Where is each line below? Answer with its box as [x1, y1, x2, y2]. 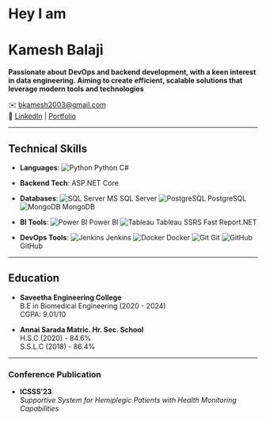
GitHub [19, 241, 44, 251]
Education [8, 271, 60, 285]
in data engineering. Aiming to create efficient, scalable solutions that [8, 76, 243, 86]
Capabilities [19, 404, 59, 413]
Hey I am [8, 5, 66, 23]
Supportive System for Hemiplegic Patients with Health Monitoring [19, 396, 237, 405]
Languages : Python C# [19, 163, 129, 172]
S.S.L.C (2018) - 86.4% [19, 342, 96, 351]
